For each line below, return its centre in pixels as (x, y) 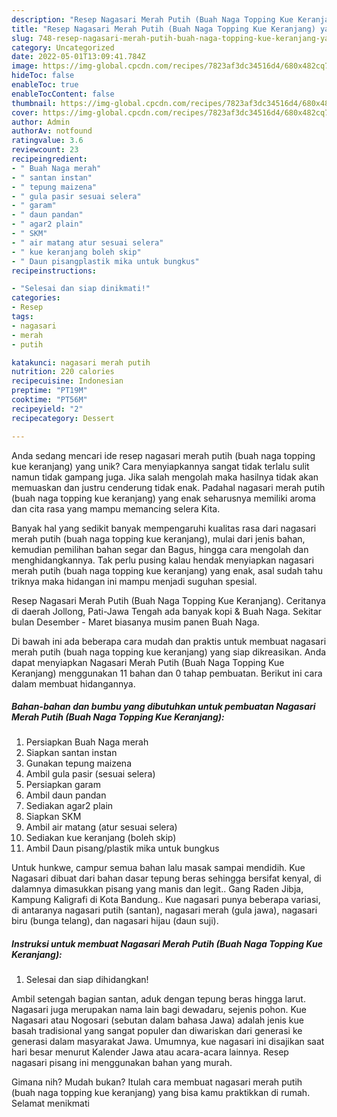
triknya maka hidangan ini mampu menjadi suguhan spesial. (134, 581)
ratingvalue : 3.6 (47, 141)
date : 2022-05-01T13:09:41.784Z (78, 57)
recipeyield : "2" (47, 409)
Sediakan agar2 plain (69, 806)
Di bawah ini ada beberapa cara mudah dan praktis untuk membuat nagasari (169, 641)
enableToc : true (45, 85)
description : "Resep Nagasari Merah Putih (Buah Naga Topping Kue (152, 19)
